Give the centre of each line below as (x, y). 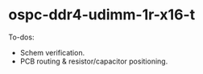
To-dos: (21, 37)
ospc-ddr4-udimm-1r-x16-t (102, 15)
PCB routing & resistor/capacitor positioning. (94, 61)
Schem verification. (52, 52)
